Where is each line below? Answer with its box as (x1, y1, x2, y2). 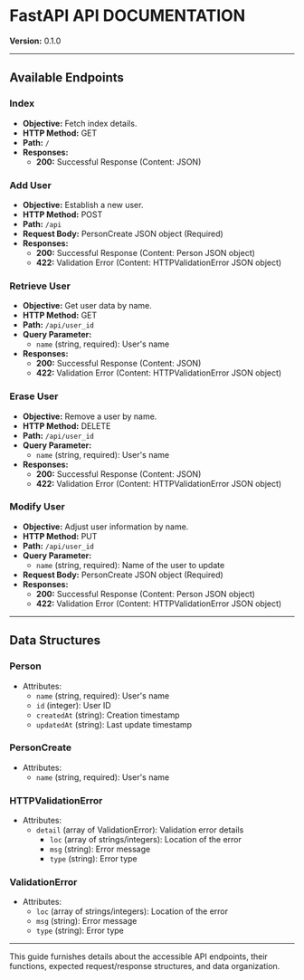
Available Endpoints (9, 70, 125, 86)
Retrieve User (9, 280, 71, 292)
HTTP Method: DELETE (22, 420, 111, 431)
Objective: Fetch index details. (22, 118, 138, 128)
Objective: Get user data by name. (22, 300, 152, 311)
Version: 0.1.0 (9, 35, 62, 46)
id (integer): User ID (35, 699, 111, 710)
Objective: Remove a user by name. (22, 411, 157, 422)
